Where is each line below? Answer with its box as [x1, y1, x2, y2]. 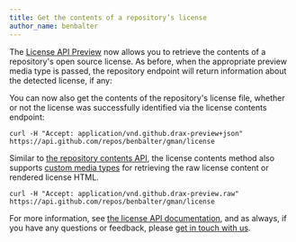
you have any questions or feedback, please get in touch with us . [9, 222, 251, 233]
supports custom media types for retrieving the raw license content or [9, 162, 269, 173]
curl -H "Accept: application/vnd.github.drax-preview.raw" [9, 189, 240, 198]
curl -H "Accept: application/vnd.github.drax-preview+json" [9, 129, 244, 138]
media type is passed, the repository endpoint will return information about [9, 65, 287, 76]
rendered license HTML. [9, 172, 99, 183]
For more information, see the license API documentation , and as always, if [9, 212, 287, 223]
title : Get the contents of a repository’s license [9, 13, 207, 22]
